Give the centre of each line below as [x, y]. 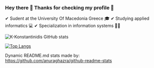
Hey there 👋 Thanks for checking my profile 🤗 [60, 8]
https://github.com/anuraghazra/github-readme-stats [59, 61]
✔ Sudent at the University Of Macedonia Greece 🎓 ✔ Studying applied [77, 18]
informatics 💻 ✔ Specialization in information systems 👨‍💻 [63, 26]
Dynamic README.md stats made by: [43, 55]
